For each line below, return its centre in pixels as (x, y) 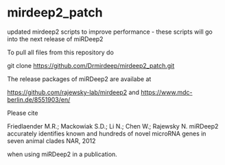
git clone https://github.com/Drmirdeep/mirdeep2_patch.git (91, 65)
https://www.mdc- (166, 92)
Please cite (23, 113)
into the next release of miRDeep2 (55, 38)
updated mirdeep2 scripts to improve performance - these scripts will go (110, 32)
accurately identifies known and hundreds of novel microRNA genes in (107, 133)
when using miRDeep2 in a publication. (62, 154)
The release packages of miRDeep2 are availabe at (79, 79)
